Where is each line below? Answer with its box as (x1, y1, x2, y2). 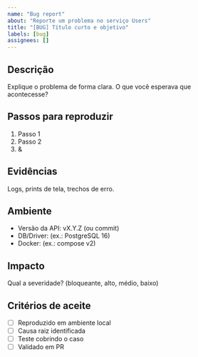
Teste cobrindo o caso (17, 335, 84, 343)
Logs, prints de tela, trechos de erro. (7, 184, 115, 193)
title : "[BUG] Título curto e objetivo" (7, 24, 130, 31)
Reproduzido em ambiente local (17, 318, 112, 327)
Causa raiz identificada (17, 326, 85, 336)
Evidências (7, 166, 58, 178)
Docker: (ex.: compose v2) (17, 239, 96, 248)
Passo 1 (17, 129, 41, 138)
